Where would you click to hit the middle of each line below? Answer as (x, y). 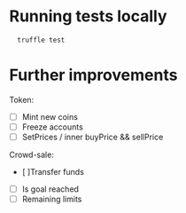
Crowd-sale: (32, 155)
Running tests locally (88, 16)
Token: (22, 99)
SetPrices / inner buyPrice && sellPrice (93, 137)
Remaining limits (52, 199)
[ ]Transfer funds (53, 172)
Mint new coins (50, 116)
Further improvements (93, 75)
